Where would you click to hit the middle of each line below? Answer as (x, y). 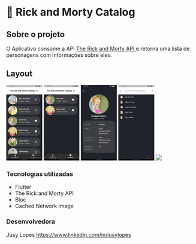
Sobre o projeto (35, 34)
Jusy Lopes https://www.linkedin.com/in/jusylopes (69, 234)
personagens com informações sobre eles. (59, 55)
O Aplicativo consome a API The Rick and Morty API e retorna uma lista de (98, 48)
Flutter (23, 187)
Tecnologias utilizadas (40, 174)
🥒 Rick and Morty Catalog (71, 12)
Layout (19, 74)
